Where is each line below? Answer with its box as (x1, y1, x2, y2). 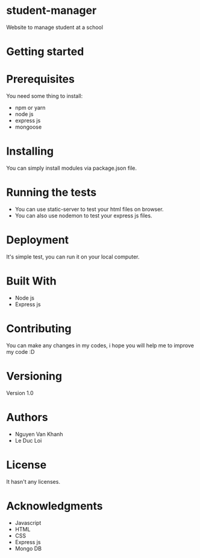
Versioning (6, 369, 62, 383)
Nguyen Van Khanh (14, 430, 63, 438)
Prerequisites (6, 72, 75, 86)
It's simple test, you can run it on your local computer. (6, 253, 140, 260)
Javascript (14, 519, 42, 526)
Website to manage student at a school (6, 24, 104, 31)
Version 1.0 (6, 389, 34, 396)
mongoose (14, 123, 42, 130)
